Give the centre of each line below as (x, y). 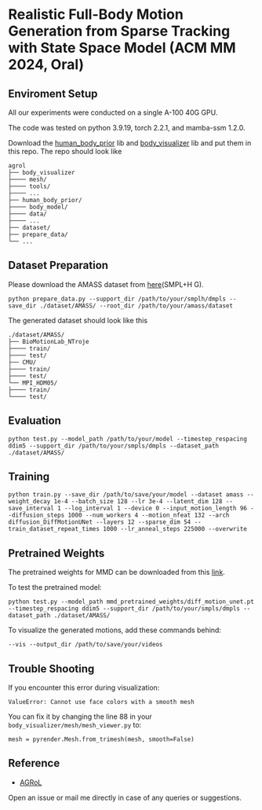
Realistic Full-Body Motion (96, 15)
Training (29, 477)
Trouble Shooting (51, 669)
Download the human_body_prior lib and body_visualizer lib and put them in (130, 143)
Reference (34, 763)
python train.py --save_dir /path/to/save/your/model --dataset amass (126, 495)
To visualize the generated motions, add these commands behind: (115, 630)
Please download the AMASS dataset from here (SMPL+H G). (106, 284)
